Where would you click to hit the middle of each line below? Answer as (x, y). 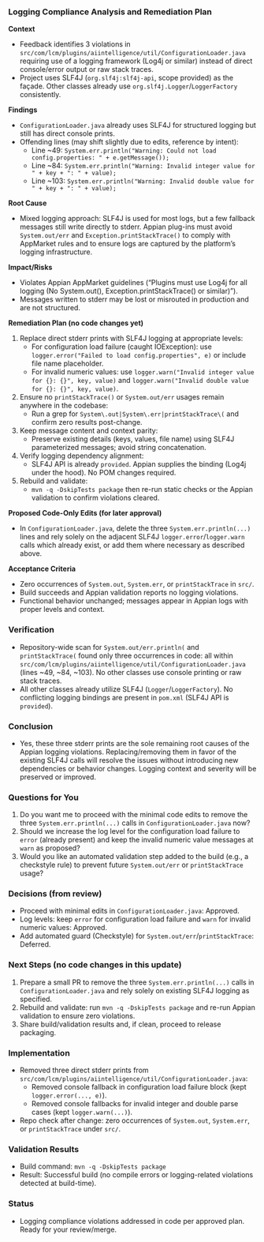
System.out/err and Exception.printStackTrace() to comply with (125, 235)
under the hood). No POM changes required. (104, 473)
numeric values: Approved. (63, 928)
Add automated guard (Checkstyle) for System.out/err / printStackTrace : (137, 936)
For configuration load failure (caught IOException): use (122, 347)
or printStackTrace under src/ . (70, 1129)
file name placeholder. (67, 364)
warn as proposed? (50, 848)
